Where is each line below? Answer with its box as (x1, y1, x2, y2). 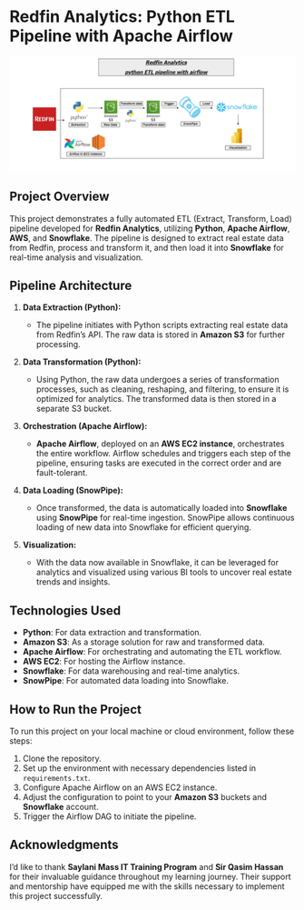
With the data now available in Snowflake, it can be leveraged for (35, 557, 279, 568)
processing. (35, 339, 81, 350)
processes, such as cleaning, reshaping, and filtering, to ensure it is (35, 384, 289, 395)
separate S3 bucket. (35, 403, 112, 415)
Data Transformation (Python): (22, 356, 142, 367)
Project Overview (9, 189, 110, 205)
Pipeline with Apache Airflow (9, 25, 233, 46)
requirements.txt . (22, 772, 91, 783)
